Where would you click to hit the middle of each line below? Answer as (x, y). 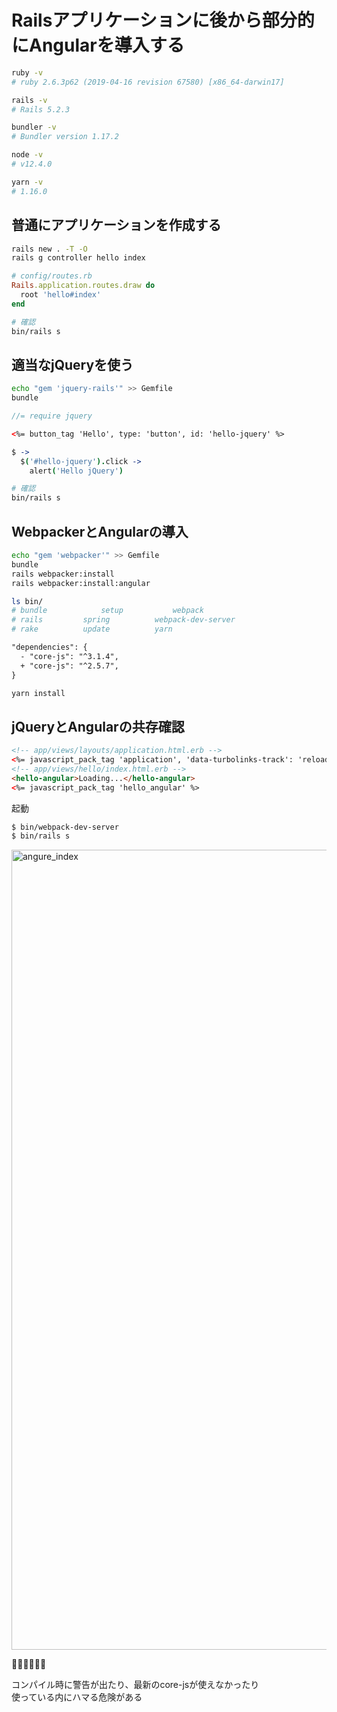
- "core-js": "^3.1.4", (69, 656)
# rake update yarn (92, 629)
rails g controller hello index (78, 258)
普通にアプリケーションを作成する (116, 225)
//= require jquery (52, 416)
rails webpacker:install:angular (81, 583)
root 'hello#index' (61, 295)
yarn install (38, 693)
